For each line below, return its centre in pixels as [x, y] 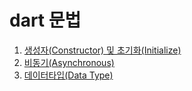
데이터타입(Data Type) [68, 75]
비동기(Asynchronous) [69, 62]
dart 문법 [45, 20]
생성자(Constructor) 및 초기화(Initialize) [102, 50]
